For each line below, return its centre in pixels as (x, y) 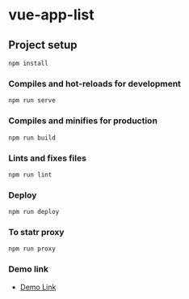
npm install (28, 63)
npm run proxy (32, 249)
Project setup (43, 45)
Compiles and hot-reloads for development (95, 83)
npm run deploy (34, 212)
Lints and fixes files (48, 158)
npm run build (32, 138)
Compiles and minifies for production (83, 121)
